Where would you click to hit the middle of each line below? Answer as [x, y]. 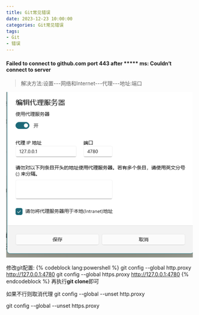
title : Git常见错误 [28, 12]
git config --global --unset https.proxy [53, 306]
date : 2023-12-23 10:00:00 [39, 19]
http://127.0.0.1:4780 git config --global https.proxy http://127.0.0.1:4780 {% [97, 274]
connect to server [29, 69]
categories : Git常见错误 [35, 25]
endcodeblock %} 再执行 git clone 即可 [53, 281]
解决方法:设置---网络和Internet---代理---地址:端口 [81, 83]
